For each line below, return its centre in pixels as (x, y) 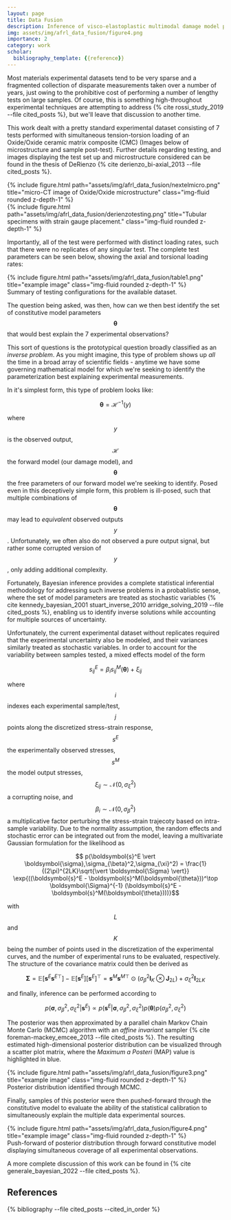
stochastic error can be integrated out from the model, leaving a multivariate (115, 836)
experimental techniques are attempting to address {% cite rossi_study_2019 (115, 107)
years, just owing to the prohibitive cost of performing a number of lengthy (113, 92)
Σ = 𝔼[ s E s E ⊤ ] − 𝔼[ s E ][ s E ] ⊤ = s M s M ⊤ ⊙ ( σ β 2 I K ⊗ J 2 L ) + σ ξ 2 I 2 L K (115, 979)
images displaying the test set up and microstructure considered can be (109, 157)
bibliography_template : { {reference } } (69, 58)
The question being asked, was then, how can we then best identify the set (113, 305)
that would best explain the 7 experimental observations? (88, 334)
